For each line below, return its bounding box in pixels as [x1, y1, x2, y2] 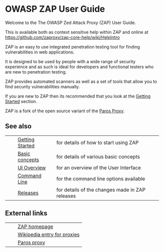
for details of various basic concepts [56, 153, 140, 160]
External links [5, 209, 48, 218]
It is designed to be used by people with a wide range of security [5, 58, 136, 64]
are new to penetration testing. [5, 69, 67, 75]
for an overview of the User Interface [56, 164, 141, 171]
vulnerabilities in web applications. [5, 49, 75, 55]
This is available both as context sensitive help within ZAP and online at [5, 29, 149, 35]
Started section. [5, 98, 38, 104]
